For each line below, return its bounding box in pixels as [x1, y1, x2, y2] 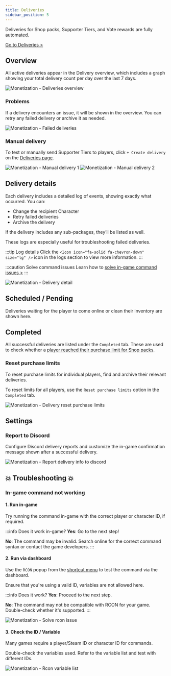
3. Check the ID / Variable [5, 629, 60, 635]
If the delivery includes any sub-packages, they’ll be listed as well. [5, 229, 145, 235]
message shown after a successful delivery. [5, 449, 98, 455]
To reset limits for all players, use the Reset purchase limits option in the [5, 387, 159, 393]
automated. [5, 32, 30, 38]
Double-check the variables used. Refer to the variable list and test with [5, 650, 156, 656]
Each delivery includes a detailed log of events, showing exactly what [5, 192, 152, 199]
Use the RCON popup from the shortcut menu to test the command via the [5, 567, 158, 573]
